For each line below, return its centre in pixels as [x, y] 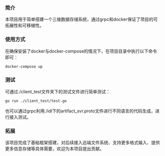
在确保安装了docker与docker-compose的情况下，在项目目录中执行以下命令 [81, 51]
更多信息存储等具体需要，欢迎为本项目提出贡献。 [55, 149]
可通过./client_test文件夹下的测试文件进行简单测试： [58, 91]
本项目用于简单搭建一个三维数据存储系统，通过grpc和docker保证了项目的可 [82, 19]
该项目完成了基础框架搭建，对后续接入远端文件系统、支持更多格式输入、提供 [82, 142]
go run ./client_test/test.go [36, 101]
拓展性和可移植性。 [25, 26]
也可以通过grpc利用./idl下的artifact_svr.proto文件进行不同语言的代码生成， [80, 111]
